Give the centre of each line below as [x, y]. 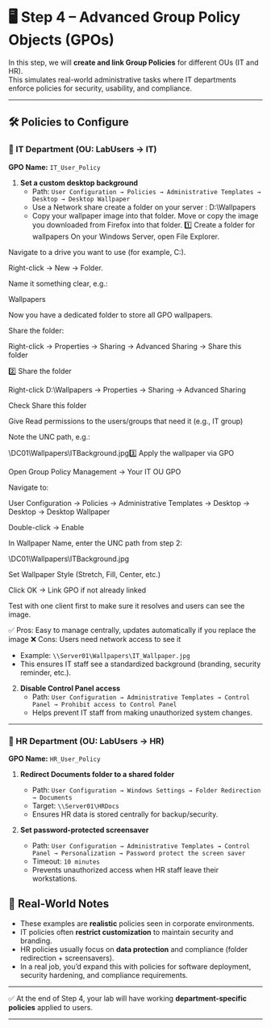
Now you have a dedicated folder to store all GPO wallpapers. [110, 315]
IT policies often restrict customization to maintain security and [127, 932]
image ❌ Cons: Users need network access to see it [95, 639]
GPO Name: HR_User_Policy [54, 758]
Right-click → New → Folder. [56, 268]
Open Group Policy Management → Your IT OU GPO [95, 471]
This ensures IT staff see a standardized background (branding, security [140, 664]
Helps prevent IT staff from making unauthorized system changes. [142, 712]
